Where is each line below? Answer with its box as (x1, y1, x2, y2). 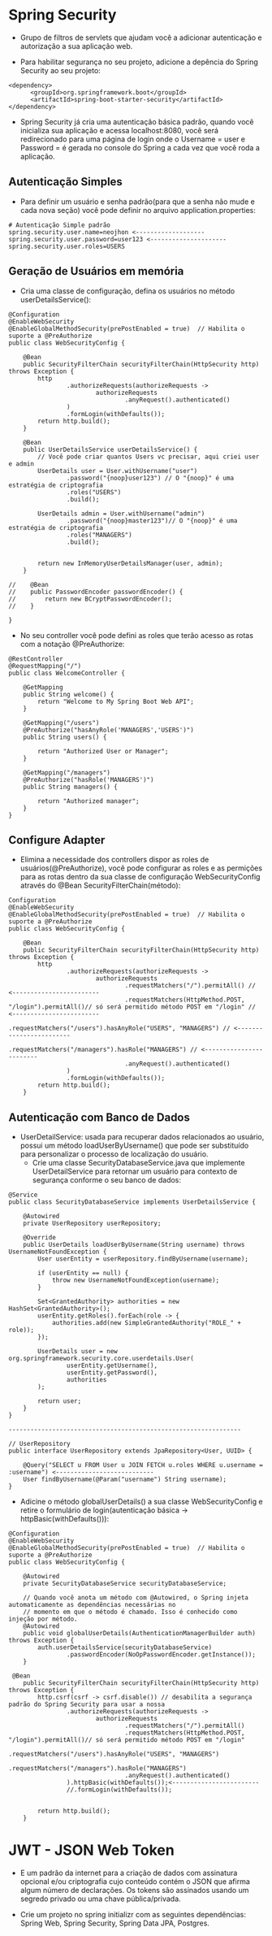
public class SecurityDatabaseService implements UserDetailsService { (8, 1198, 256, 1206)
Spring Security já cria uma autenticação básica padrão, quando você (19, 116, 254, 127)
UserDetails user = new (37, 1348, 118, 1356)
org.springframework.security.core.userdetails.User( (8, 1355, 195, 1363)
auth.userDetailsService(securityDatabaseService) (37, 1643, 213, 1652)
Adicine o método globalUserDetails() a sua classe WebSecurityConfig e (19, 1497, 263, 1507)
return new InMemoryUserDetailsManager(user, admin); (37, 559, 223, 567)
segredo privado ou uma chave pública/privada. (19, 1894, 181, 1903)
